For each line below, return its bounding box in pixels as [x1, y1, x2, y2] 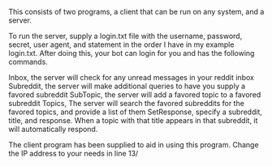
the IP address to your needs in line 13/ [8, 149, 139, 158]
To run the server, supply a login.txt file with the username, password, [8, 32, 243, 40]
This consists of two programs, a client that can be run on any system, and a [8, 7, 265, 16]
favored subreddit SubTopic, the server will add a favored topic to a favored [8, 90, 261, 100]
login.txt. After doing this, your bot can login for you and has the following [8, 49, 255, 57]
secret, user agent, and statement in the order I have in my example [8, 40, 235, 49]
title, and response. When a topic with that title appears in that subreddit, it [8, 116, 258, 125]
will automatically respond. [8, 125, 98, 134]
